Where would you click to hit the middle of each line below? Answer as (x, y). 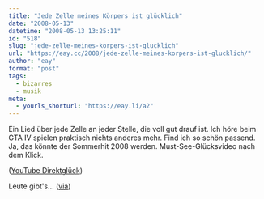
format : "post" (34, 69)
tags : (17, 76)
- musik (29, 91)
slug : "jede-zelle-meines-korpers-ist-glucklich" (94, 46)
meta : (17, 99)
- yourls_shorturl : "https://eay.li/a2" (85, 106)
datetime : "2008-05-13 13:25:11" (65, 31)
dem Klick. (26, 155)
